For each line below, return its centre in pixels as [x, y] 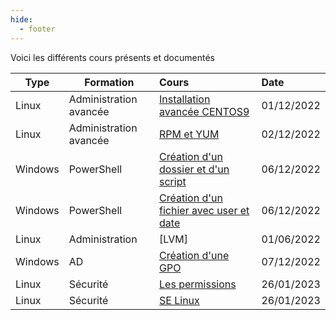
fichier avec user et [204, 210]
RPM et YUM [189, 134]
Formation [109, 82]
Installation [185, 99]
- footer [37, 29]
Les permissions [198, 284]
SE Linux [179, 300]
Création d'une [194, 255]
